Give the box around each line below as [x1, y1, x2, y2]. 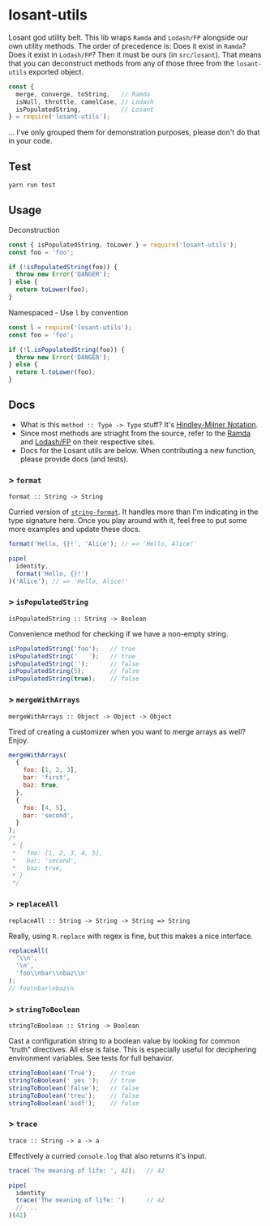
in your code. [8, 136, 53, 146]
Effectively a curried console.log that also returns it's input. [8, 1151, 207, 1160]
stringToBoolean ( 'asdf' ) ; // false [8, 1099, 139, 1108]
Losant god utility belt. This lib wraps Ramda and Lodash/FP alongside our [8, 32, 249, 42]
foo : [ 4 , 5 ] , [23, 804, 67, 812]
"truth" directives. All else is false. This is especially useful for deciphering [8, 1044, 257, 1055]
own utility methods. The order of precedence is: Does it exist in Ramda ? [8, 41, 246, 50]
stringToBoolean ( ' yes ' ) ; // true [8, 1076, 136, 1084]
